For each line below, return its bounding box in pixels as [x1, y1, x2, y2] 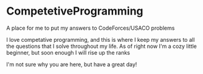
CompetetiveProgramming [6, 4, 144, 18]
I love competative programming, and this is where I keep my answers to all [6, 36, 195, 43]
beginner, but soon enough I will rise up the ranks [6, 49, 131, 56]
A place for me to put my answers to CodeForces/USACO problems [6, 24, 175, 32]
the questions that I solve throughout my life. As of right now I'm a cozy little [6, 42, 198, 50]
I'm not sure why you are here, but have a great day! [6, 61, 137, 68]
